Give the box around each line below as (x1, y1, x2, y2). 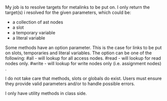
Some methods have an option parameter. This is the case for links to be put (5, 45, 162, 50)
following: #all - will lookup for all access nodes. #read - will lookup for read (5, 55, 161, 61)
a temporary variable (12, 30, 56, 35)
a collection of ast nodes (12, 19, 63, 25)
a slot (12, 24, 24, 30)
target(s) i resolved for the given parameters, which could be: (5, 9, 131, 15)
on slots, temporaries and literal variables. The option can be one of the (5, 50, 152, 56)
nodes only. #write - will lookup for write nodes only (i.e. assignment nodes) (5, 61, 162, 66)
